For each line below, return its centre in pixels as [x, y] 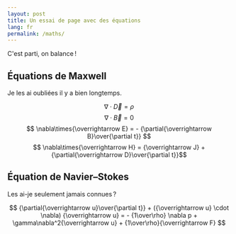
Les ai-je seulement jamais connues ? [62, 194]
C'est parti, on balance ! [42, 54]
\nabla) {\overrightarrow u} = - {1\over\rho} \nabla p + [119, 215]
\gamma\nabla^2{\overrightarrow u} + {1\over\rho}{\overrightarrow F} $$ [119, 223]
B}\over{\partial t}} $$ [119, 136]
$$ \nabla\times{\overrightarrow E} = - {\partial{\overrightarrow [119, 129]
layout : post [27, 14]
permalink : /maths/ [36, 34]
